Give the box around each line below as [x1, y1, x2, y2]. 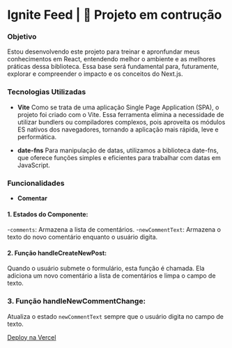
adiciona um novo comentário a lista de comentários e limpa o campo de [7, 271, 216, 280]
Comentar [17, 194, 47, 203]
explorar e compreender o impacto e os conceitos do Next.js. [7, 70, 183, 78]
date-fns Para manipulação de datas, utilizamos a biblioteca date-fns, [17, 146, 219, 155]
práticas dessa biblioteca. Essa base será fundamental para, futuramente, [7, 63, 219, 71]
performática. [17, 132, 57, 141]
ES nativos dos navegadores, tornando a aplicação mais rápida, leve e [17, 125, 219, 134]
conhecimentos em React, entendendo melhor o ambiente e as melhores [7, 55, 216, 63]
